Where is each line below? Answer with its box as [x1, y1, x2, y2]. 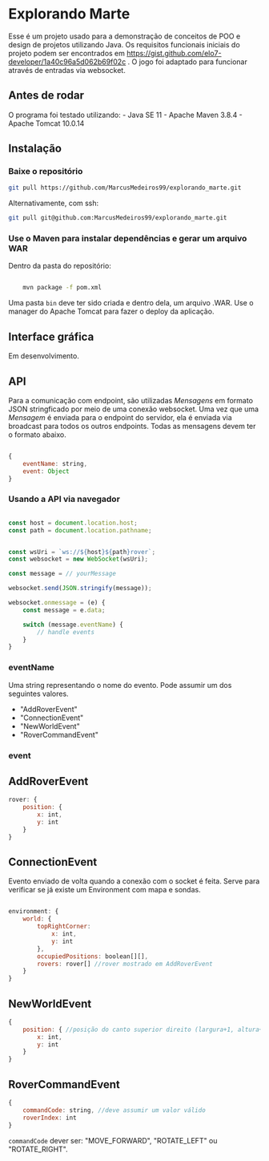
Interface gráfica [8, 330, 94, 343]
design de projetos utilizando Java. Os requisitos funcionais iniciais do [8, 39, 240, 49]
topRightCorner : [37, 923, 91, 931]
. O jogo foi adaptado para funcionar [127, 57, 248, 67]
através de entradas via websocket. [8, 65, 126, 75]
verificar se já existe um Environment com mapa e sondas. [8, 885, 202, 895]
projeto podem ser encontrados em [8, 48, 126, 58]
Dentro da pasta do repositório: [8, 261, 112, 271]
